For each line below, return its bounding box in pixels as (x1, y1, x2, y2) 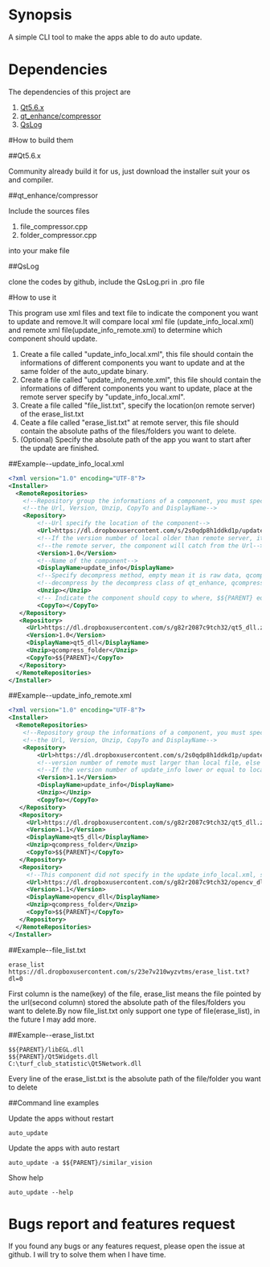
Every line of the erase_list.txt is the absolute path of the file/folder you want (8, 1073, 261, 1083)
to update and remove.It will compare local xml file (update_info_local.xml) (8, 316, 255, 326)
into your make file (8, 245, 70, 255)
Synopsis (8, 6, 72, 24)
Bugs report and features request (8, 1215, 235, 1233)
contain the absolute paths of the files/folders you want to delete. (19, 426, 237, 436)
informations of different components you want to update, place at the (19, 383, 253, 393)
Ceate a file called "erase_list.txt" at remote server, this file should (19, 417, 239, 427)
